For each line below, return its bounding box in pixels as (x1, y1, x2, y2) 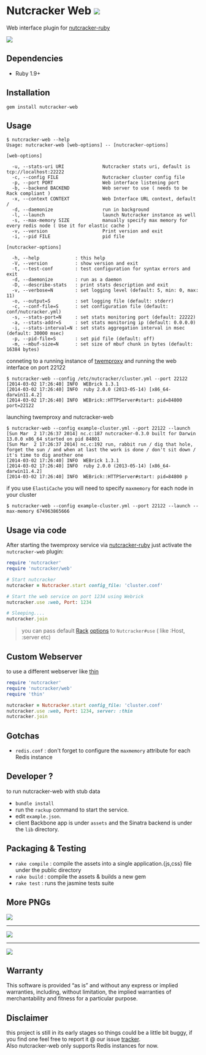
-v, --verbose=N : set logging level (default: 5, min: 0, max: (12, 287, 199, 294)
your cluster (6, 491, 37, 499)
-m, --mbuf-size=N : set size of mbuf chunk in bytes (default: (12, 341, 193, 347)
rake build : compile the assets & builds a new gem (15, 872, 146, 880)
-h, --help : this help (12, 255, 105, 261)
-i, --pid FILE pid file (12, 234, 124, 240)
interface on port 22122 (6, 364, 66, 371)
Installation (6, 87, 50, 98)
